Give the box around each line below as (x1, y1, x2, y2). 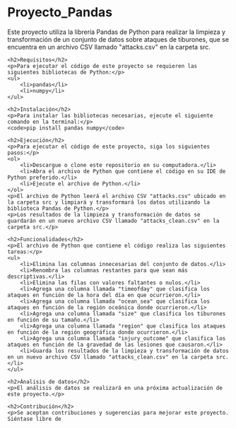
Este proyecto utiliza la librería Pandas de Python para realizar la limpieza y (7, 28, 226, 36)
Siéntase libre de (7, 415, 61, 422)
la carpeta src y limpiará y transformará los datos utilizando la (7, 199, 211, 206)
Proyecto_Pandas (7, 4, 113, 21)
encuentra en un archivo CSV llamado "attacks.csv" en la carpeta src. (7, 42, 211, 51)
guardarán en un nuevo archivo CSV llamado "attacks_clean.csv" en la (7, 217, 220, 224)
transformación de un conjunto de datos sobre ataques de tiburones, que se (7, 35, 230, 43)
